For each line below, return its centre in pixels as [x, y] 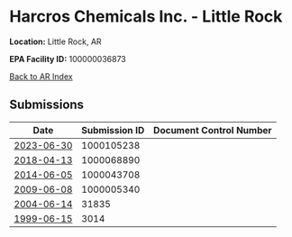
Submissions [46, 105]
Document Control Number [212, 130]
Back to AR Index [41, 76]
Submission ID [113, 130]
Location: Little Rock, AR [55, 41]
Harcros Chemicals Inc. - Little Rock [146, 17]
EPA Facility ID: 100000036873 [68, 59]
